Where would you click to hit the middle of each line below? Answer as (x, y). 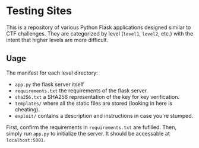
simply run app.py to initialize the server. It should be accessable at (88, 133)
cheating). (27, 109)
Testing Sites (39, 11)
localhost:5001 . (26, 140)
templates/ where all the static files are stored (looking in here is (94, 103)
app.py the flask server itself (49, 84)
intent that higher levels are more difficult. (57, 40)
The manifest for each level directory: (52, 73)
